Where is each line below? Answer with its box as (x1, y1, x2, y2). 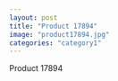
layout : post (9, 13, 58, 22)
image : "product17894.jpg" (9, 30, 110, 39)
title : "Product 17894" (9, 22, 98, 31)
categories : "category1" (9, 38, 102, 48)
